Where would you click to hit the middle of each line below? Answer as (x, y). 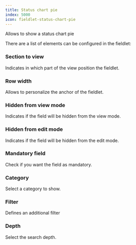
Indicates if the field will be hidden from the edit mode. (62, 141)
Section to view (25, 57)
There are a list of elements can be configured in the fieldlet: (68, 44)
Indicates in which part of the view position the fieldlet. (62, 68)
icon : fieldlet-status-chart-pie (40, 19)
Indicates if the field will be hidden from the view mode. (63, 116)
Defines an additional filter (33, 213)
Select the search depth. (31, 237)
